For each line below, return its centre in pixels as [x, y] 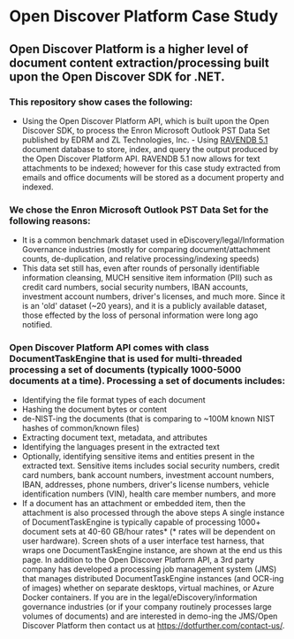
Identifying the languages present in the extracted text [121, 447]
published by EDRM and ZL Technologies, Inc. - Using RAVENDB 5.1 [145, 140]
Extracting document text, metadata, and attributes [114, 438]
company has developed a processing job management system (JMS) [149, 569]
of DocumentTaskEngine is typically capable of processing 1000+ [141, 522]
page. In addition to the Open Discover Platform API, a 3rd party [138, 560]
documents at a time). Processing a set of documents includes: [147, 381]
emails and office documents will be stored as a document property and [153, 177]
